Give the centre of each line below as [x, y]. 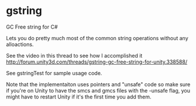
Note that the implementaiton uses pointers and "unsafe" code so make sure [98, 84]
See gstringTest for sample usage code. [54, 73]
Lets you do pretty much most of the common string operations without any [97, 38]
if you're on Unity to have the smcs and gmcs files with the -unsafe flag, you [98, 90]
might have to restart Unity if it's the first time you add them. [79, 97]
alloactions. [20, 44]
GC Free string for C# [32, 27]
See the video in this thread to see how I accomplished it [74, 55]
